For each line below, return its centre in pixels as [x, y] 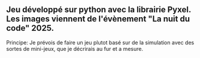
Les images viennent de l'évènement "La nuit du [98, 19]
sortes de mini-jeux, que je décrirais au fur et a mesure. [75, 49]
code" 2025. [30, 28]
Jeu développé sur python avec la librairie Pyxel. [99, 10]
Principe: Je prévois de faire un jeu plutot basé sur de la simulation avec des [100, 42]
